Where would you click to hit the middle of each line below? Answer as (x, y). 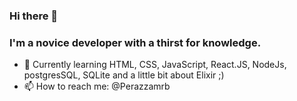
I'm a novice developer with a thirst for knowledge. (135, 42)
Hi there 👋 (34, 16)
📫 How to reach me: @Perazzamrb (97, 86)
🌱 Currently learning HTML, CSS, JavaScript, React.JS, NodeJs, (155, 65)
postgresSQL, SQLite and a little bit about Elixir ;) (124, 75)
